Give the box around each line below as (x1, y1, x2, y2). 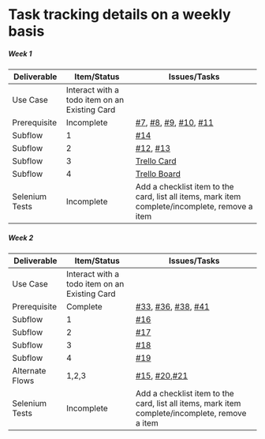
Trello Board (135, 168, 181, 179)
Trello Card (135, 156, 177, 167)
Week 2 (8, 233, 34, 242)
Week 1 (8, 49, 32, 58)
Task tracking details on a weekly (8, 6, 231, 24)
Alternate (12, 366, 47, 377)
